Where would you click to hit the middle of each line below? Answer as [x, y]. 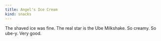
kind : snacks [18, 14]
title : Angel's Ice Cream [31, 10]
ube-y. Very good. [23, 33]
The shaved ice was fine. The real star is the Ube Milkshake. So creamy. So [81, 28]
